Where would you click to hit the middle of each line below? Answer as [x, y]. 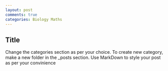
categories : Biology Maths [34, 19]
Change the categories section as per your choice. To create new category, [84, 52]
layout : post [19, 10]
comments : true [21, 15]
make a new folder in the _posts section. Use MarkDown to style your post [83, 58]
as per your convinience [30, 63]
